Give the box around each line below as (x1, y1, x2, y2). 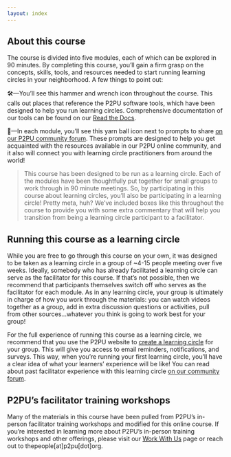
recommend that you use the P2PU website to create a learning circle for (7, 338, 214, 346)
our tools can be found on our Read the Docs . (7, 114, 136, 122)
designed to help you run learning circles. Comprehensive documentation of (7, 107, 223, 115)
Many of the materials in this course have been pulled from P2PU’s (7, 413, 196, 421)
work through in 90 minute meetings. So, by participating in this (23, 184, 204, 192)
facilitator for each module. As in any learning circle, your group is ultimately (7, 288, 223, 296)
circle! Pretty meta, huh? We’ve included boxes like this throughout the (23, 199, 224, 207)
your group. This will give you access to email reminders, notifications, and (7, 345, 219, 354)
